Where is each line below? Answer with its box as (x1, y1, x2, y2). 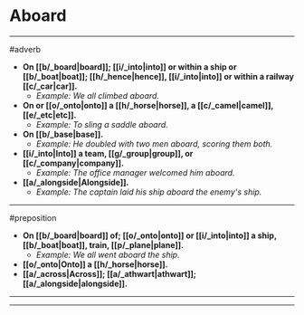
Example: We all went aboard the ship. (35, 249, 180, 260)
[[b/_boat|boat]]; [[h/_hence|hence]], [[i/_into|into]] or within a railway (22, 71, 295, 81)
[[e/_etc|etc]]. (22, 110, 77, 120)
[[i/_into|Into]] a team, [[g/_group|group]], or (22, 148, 194, 158)
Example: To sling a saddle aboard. (35, 119, 169, 129)
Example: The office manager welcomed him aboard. (35, 167, 235, 177)
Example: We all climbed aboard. (35, 90, 160, 100)
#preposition (9, 212, 57, 223)
